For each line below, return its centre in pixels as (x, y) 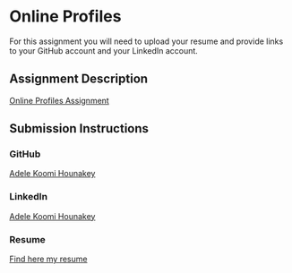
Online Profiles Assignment (59, 100)
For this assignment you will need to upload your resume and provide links (146, 41)
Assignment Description (79, 79)
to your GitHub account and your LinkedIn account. (104, 50)
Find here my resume (48, 259)
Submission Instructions (79, 128)
